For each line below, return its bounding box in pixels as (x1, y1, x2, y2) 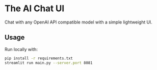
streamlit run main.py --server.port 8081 (4, 60, 93, 65)
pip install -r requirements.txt (4, 56, 73, 61)
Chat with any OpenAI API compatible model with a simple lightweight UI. (4, 19, 153, 25)
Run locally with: (4, 46, 38, 52)
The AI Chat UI (4, 3, 65, 14)
